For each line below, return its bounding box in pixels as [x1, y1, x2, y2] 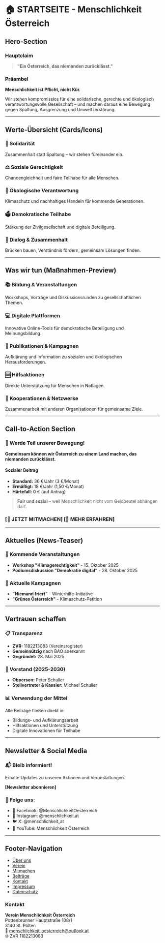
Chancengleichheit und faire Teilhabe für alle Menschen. [5, 175, 119, 181]
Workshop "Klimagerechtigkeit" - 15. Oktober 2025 [12, 562, 119, 568]
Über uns [12, 857, 31, 863]
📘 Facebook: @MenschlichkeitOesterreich [12, 808, 97, 814]
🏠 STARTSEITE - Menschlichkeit [5, 4, 142, 15]
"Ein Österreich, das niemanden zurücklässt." [17, 63, 113, 69]
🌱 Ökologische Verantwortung [5, 187, 79, 194]
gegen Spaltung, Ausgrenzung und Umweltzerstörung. [5, 107, 116, 113]
